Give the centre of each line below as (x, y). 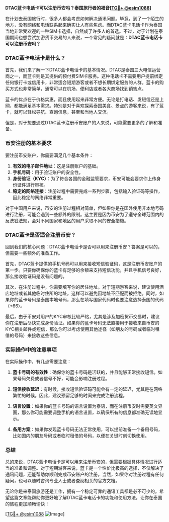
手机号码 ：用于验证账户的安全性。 (48, 172)
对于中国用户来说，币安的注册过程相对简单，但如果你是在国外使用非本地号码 (84, 208)
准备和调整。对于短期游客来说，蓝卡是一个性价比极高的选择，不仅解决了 (89, 468)
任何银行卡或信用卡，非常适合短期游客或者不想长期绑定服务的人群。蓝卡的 (82, 82)
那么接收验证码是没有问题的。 (36, 276)
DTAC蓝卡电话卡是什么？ (35, 58)
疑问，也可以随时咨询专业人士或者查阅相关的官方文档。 (62, 481)
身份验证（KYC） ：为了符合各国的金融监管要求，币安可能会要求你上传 (84, 179)
